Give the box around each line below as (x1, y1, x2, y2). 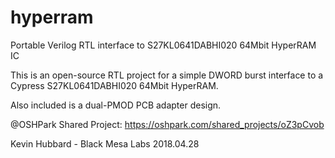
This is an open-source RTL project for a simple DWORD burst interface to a (10, 69, 324, 81)
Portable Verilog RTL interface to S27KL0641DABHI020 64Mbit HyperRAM (10, 39, 317, 51)
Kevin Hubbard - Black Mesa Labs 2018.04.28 (10, 137, 200, 150)
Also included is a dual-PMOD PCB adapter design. (10, 99, 222, 111)
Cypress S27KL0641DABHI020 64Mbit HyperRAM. (10, 79, 219, 91)
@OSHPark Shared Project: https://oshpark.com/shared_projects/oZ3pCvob (10, 118, 325, 130)
